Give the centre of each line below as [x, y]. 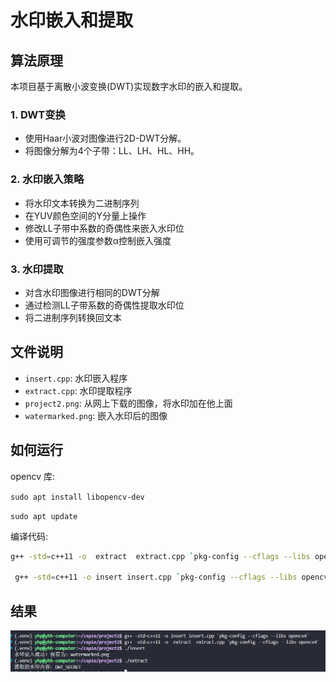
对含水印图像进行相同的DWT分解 [92, 292]
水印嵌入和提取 [72, 20]
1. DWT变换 [38, 114]
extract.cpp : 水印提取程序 [78, 390]
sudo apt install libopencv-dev [77, 497]
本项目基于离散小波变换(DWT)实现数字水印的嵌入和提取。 [129, 86]
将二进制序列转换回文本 [73, 317]
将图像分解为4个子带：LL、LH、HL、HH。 [112, 151]
